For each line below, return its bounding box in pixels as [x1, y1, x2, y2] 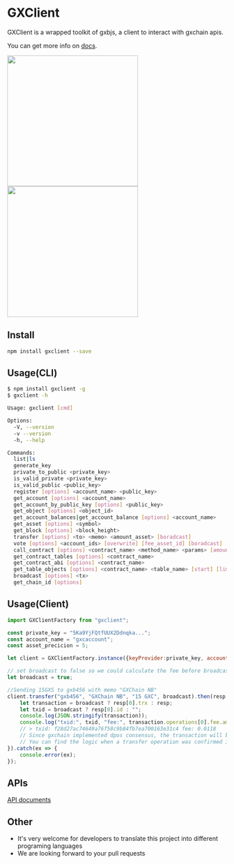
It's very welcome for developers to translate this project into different [17, 835, 218, 842]
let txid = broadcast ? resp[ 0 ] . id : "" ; [19, 706, 141, 713]
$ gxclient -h [7, 392, 49, 399]
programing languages [17, 842, 83, 850]
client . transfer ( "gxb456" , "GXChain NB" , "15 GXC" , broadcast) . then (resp [7, 692, 226, 700]
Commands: [7, 449, 36, 456]
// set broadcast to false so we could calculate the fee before [7, 667, 201, 674]
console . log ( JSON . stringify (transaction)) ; [19, 713, 148, 720]
